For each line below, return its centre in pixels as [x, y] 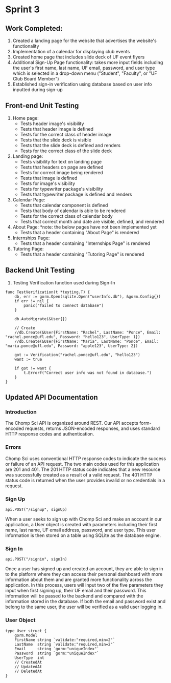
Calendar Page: [29, 200]
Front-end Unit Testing [42, 106]
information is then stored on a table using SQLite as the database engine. [83, 535]
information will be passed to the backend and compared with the [75, 596]
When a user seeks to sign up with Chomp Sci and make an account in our [83, 519]
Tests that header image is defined [57, 129]
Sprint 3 [22, 9]
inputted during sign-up [38, 90]
